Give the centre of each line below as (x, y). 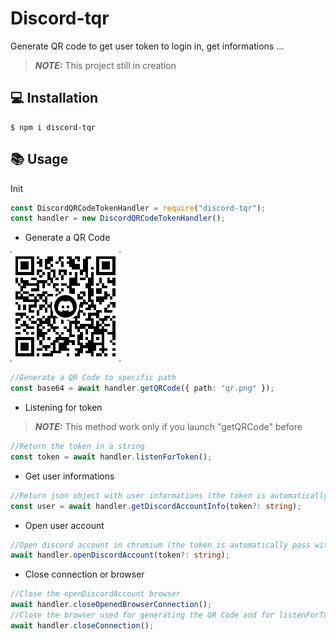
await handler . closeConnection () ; (82, 625)
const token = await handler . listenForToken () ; (111, 457)
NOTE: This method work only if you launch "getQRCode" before (168, 427)
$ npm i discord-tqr (53, 127)
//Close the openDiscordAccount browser (96, 594)
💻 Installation (54, 98)
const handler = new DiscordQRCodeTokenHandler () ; (118, 218)
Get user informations (69, 476)
